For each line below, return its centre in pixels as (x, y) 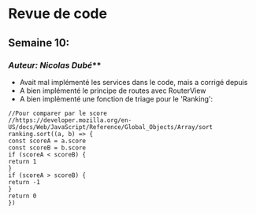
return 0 (22, 196)
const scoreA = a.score (47, 141)
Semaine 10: (39, 43)
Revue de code (58, 14)
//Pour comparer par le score (58, 113)
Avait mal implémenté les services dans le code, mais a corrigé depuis (134, 82)
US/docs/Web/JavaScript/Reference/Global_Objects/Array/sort (111, 127)
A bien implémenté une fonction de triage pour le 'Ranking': (116, 98)
